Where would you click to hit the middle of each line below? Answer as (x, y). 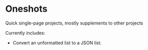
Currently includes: (25, 33)
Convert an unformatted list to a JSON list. (57, 43)
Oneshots (26, 9)
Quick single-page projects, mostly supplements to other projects (74, 23)
